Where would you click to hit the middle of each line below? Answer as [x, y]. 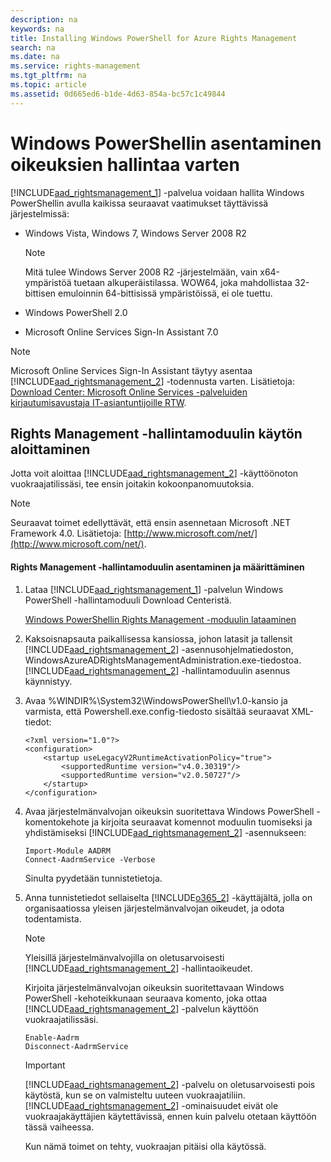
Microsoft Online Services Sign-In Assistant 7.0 [121, 332]
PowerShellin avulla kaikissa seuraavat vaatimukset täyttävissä [139, 203]
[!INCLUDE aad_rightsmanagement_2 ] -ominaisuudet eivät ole [151, 1105]
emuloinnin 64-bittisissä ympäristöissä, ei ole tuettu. [165, 293]
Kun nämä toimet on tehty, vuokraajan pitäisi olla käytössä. [145, 1146]
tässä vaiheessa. [59, 1127]
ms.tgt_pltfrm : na [48, 76]
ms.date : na [35, 57]
